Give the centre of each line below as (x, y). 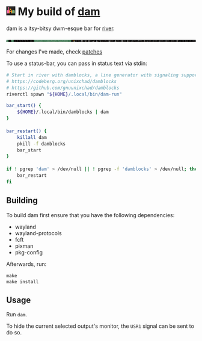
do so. (14, 333)
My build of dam (59, 12)
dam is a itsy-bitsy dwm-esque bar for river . (61, 28)
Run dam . (17, 315)
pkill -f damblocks (41, 144)
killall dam (32, 137)
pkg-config (29, 252)
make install (23, 281)
